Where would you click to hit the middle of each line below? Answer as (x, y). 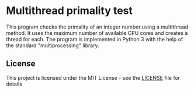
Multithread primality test (70, 11)
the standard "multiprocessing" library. (53, 45)
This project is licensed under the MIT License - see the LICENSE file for (93, 77)
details (14, 84)
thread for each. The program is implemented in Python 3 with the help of (95, 39)
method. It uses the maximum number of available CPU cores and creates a (97, 33)
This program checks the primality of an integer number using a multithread (97, 27)
